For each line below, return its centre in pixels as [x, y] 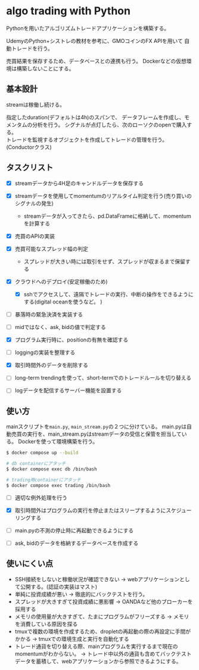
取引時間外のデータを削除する [51, 365]
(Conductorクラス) [29, 147]
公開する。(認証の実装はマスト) [59, 587]
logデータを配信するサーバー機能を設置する [68, 390]
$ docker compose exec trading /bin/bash [58, 485]
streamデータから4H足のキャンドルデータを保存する [79, 183]
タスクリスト [30, 168]
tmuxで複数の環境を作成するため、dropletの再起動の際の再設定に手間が [103, 631]
